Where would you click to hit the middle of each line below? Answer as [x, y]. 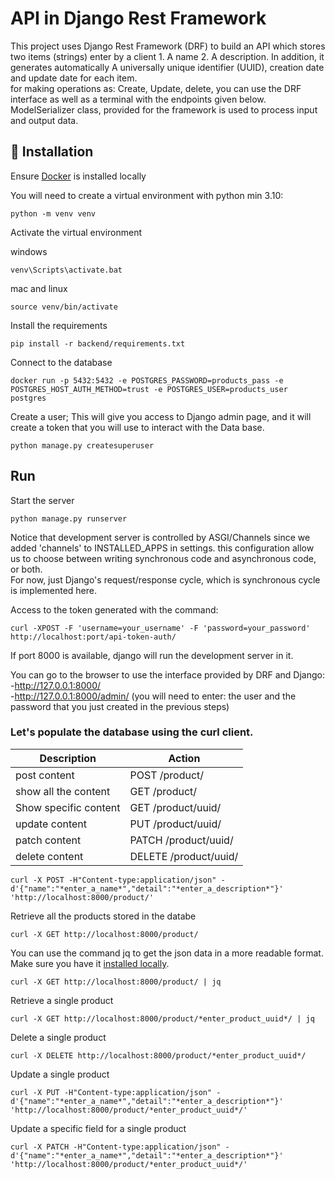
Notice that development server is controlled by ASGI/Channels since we [160, 537]
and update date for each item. [74, 78]
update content [51, 824]
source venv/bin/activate [64, 307]
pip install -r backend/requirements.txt [98, 343]
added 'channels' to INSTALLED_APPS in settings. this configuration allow [162, 548]
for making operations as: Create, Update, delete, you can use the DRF [156, 88]
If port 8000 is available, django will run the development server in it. [152, 655]
